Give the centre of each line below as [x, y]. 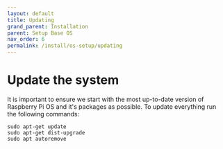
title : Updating [31, 20]
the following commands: [43, 114]
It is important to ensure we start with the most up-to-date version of [106, 99]
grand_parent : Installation [48, 26]
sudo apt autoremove [37, 139]
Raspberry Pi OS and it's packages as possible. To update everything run [112, 106]
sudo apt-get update [37, 126]
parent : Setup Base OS [40, 33]
